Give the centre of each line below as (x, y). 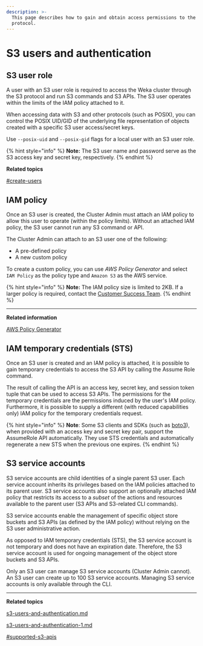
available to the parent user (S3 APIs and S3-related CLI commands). (92, 504)
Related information (32, 318)
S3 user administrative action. (43, 528)
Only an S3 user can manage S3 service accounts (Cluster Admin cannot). (99, 571)
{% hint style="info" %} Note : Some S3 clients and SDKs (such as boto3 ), (98, 425)
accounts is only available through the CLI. (59, 584)
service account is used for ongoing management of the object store (92, 553)
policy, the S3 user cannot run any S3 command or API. (75, 227)
